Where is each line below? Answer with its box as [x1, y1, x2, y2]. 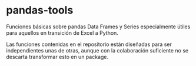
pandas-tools [6, 4, 74, 17]
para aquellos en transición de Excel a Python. [6, 29, 119, 36]
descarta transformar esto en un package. [6, 53, 109, 60]
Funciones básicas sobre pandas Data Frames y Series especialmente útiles [6, 23, 191, 30]
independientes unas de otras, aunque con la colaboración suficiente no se [6, 47, 189, 54]
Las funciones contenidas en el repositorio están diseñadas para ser [6, 41, 172, 48]
